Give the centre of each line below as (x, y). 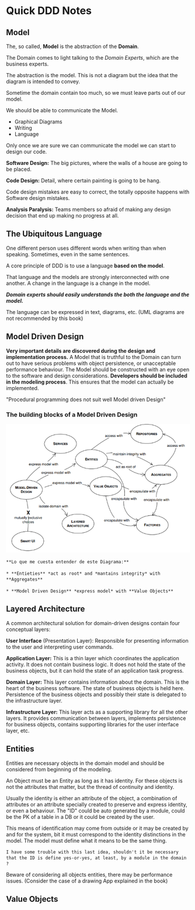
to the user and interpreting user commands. (60, 647)
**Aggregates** (25, 580)
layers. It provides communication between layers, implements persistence (96, 718)
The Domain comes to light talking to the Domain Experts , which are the (93, 58)
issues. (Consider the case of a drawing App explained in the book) (87, 881)
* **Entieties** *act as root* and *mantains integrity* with (83, 574)
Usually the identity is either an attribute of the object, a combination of (92, 798)
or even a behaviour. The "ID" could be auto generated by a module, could (95, 811)
